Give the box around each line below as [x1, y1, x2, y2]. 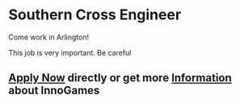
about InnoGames [8, 84, 100, 97]
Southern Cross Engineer [8, 6, 182, 24]
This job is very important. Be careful [8, 47, 132, 57]
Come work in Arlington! [8, 32, 90, 42]
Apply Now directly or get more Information [8, 71, 232, 85]
